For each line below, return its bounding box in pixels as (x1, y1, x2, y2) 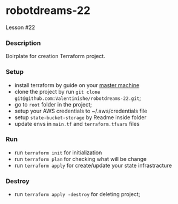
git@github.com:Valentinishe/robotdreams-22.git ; (14, 94, 142, 102)
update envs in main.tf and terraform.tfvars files (14, 120, 140, 127)
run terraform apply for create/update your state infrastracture (14, 162, 172, 169)
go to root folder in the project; (14, 100, 92, 108)
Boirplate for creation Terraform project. (5, 53, 105, 60)
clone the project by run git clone (14, 88, 101, 95)
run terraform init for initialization (14, 149, 102, 156)
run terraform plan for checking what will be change (14, 155, 147, 162)
